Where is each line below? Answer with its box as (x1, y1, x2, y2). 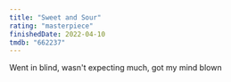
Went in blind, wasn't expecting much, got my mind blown (9, 62, 222, 73)
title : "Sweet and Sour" (9, 12, 102, 22)
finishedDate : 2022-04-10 (9, 29, 105, 38)
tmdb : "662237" (9, 37, 66, 47)
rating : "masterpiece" (9, 21, 94, 30)
